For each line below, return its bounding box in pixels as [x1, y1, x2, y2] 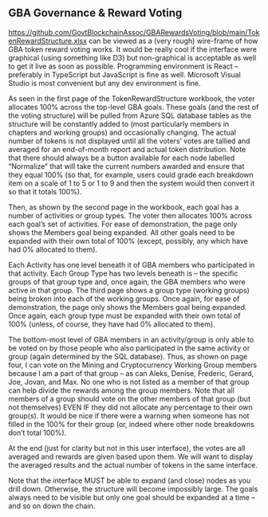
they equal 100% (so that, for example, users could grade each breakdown [8, 170, 254, 179]
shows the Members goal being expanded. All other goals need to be [8, 227, 235, 237]
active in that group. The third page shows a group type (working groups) [8, 285, 250, 295]
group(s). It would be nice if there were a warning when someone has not [8, 410, 250, 421]
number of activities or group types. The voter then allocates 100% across [8, 210, 253, 220]
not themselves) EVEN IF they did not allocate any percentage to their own [8, 402, 253, 412]
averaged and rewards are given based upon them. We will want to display [8, 452, 254, 461]
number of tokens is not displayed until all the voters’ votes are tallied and [8, 135, 250, 146]
